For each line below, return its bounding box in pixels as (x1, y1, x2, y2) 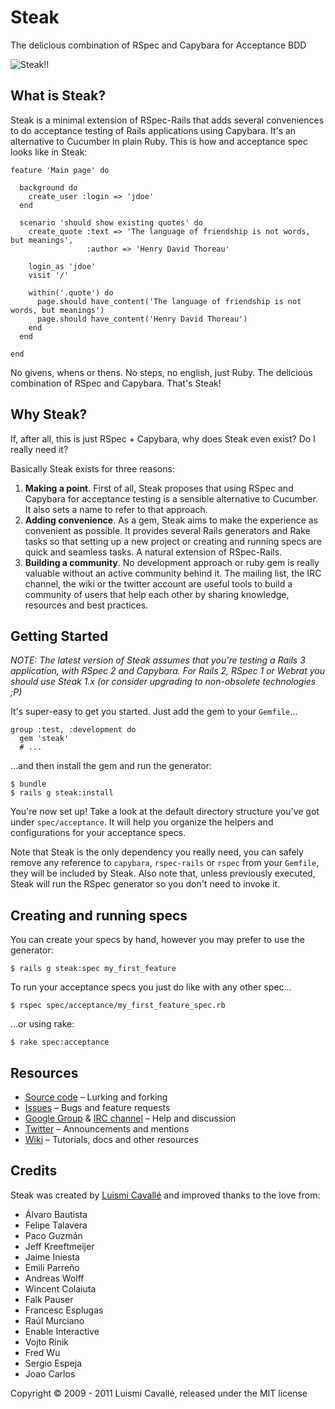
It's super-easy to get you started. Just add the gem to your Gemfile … (10, 706, 298, 718)
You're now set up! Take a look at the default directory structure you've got (10, 806, 320, 818)
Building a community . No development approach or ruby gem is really (24, 556, 320, 568)
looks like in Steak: (10, 146, 88, 158)
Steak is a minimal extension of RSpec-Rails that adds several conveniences (10, 114, 325, 126)
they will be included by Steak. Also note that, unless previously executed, (10, 867, 316, 880)
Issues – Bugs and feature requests (24, 1102, 171, 1113)
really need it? (10, 443, 69, 455)
